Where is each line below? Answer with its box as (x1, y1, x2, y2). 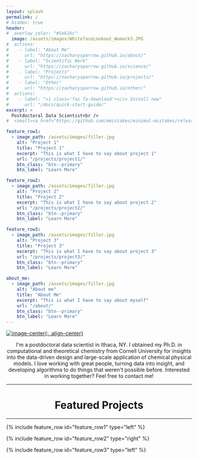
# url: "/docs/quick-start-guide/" (6, 101, 107, 108)
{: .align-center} (45, 330, 84, 337)
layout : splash (6, 8, 44, 15)
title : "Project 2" (16, 194, 65, 200)
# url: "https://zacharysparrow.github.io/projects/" (6, 74, 154, 80)
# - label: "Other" (6, 80, 62, 86)
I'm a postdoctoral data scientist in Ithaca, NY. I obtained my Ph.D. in (15, 341, 183, 348)
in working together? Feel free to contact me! (44, 372, 154, 380)
